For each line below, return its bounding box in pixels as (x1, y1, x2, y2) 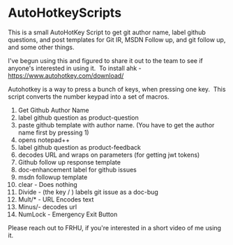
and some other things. (8, 43, 75, 51)
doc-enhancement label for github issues (17, 165, 137, 174)
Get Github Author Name (17, 106, 89, 114)
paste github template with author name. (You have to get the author (17, 120, 215, 129)
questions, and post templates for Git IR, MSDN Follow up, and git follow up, (8, 35, 226, 43)
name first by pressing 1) (17, 128, 89, 136)
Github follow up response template (17, 157, 121, 166)
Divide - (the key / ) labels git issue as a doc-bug (17, 188, 159, 196)
